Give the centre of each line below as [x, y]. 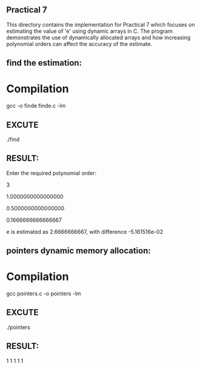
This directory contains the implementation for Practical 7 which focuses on [100, 24]
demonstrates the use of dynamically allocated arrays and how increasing [98, 37]
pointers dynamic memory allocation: [79, 251]
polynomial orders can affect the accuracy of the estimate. [79, 44]
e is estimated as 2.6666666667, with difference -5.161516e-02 [85, 231]
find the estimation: [44, 63]
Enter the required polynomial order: [51, 173]
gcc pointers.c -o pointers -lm [44, 294]
